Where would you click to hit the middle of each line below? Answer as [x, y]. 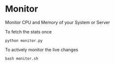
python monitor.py [24, 41]
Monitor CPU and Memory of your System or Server [57, 22]
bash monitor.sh [22, 58]
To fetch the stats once [29, 32]
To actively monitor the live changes [42, 49]
